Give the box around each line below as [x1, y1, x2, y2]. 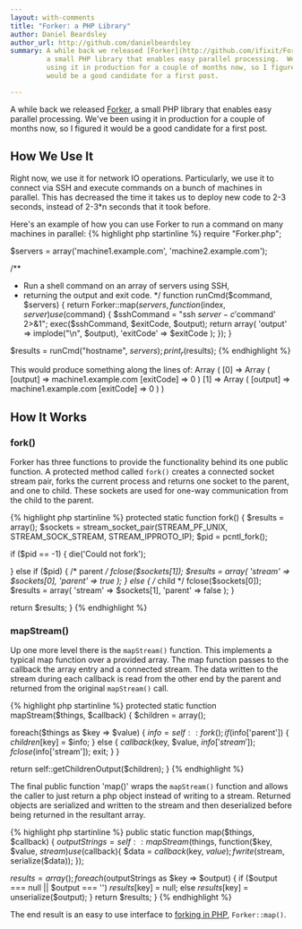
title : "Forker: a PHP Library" [10, 22, 131, 30]
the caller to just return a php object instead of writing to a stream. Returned [10, 790, 291, 802]
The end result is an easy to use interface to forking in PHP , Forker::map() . [10, 909, 287, 920]
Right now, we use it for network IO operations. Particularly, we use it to [10, 172, 274, 184]
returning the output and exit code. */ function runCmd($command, [22, 289, 272, 300]
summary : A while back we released [10, 47, 143, 56]
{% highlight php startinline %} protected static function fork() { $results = [10, 512, 285, 523]
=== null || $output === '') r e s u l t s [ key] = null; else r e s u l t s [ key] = [10, 882, 249, 893]
